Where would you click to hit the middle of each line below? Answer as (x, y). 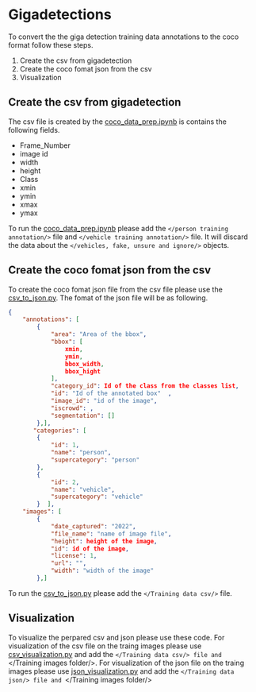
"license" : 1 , (74, 556)
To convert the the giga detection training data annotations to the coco (124, 37)
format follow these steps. (51, 44)
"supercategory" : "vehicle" (97, 497)
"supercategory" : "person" (95, 460)
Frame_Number (45, 145)
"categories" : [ (60, 431)
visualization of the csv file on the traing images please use (105, 646)
